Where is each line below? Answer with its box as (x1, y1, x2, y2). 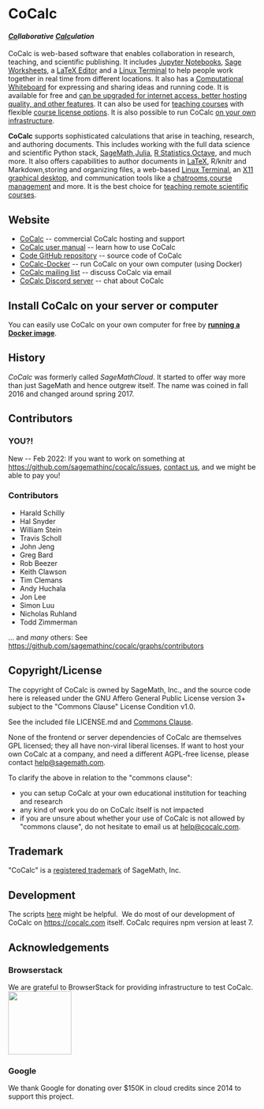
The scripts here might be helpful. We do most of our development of (8, 910, 235, 919)
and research (19, 796, 63, 806)
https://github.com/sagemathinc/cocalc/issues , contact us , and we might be (8, 462, 256, 471)
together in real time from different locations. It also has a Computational (8, 74, 244, 84)
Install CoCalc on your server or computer (8, 299, 218, 312)
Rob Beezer (19, 558, 58, 568)
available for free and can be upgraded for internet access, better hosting (8, 91, 247, 100)
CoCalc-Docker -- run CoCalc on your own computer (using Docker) (19, 259, 243, 269)
